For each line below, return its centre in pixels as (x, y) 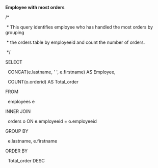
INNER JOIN (18, 111)
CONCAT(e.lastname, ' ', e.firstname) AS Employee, (61, 72)
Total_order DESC (26, 161)
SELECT (14, 62)
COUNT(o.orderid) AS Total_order (43, 82)
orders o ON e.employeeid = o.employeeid (52, 121)
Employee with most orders (35, 7)
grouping (15, 32)
